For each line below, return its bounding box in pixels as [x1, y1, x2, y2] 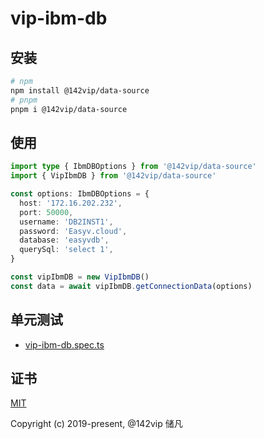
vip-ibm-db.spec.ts [24, 338, 105, 351]
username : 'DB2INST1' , [19, 217, 114, 227]
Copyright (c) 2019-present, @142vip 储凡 [10, 418, 183, 430]
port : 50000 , [19, 207, 74, 217]
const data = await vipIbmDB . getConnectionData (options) [10, 281, 253, 291]
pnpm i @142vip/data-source [10, 104, 128, 114]
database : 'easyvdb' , [19, 235, 110, 246]
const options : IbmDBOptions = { [10, 189, 150, 199]
